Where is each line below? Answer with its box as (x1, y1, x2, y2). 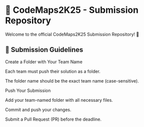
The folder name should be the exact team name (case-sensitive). (5, 78, 139, 84)
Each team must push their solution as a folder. (5, 68, 101, 74)
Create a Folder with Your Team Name (5, 59, 83, 65)
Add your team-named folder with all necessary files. (5, 97, 113, 103)
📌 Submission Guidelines (5, 45, 83, 54)
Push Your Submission (5, 87, 51, 93)
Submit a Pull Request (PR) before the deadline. (5, 116, 102, 122)
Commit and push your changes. (5, 106, 72, 113)
